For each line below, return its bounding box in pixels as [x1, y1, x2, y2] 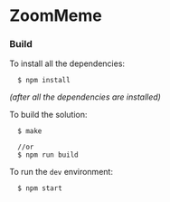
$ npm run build [17, 150, 79, 159]
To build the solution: [9, 110, 88, 120]
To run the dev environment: [9, 167, 113, 178]
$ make [17, 127, 42, 136]
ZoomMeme [9, 5, 102, 26]
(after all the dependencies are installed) [9, 91, 161, 102]
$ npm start [17, 184, 63, 193]
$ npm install [17, 76, 71, 85]
